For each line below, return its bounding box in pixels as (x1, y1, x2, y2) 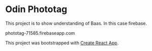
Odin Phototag (5, 4, 67, 15)
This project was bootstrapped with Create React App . (5, 39, 119, 46)
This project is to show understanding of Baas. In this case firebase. (5, 20, 147, 26)
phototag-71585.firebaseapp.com (5, 30, 75, 36)
